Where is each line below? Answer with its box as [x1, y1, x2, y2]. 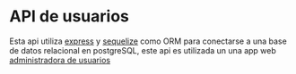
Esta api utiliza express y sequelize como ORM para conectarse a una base [9, 36, 287, 46]
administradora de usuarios [9, 54, 110, 65]
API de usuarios [9, 6, 130, 27]
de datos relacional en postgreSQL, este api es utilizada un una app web [9, 45, 276, 55]
